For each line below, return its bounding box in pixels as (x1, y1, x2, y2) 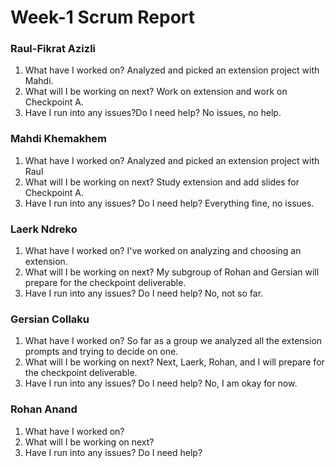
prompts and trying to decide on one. (24, 346, 179, 358)
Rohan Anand (10, 402, 78, 416)
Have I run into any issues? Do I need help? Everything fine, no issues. (24, 197, 315, 209)
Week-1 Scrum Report (10, 6, 196, 29)
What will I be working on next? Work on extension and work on (24, 86, 288, 98)
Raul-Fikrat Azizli (10, 42, 97, 56)
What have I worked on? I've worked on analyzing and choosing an (24, 245, 302, 257)
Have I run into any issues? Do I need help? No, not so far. (24, 287, 264, 300)
